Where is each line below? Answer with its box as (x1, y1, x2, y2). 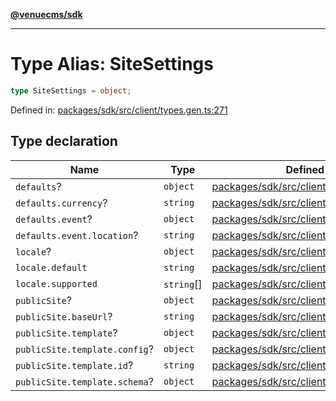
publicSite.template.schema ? (15, 374, 154, 388)
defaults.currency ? (15, 195, 108, 209)
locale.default (15, 262, 88, 273)
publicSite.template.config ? (15, 342, 154, 356)
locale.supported (15, 278, 98, 289)
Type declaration (10, 133, 118, 150)
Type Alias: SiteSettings (10, 53, 214, 76)
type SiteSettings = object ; (10, 85, 132, 96)
